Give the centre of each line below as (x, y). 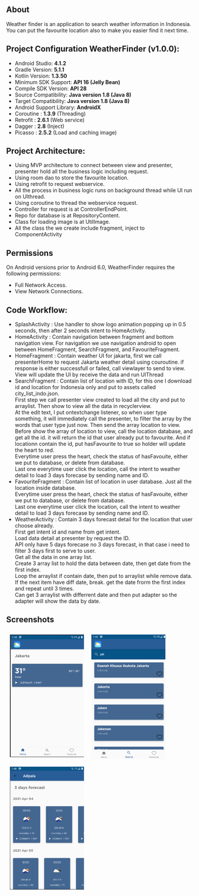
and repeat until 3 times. (44, 589)
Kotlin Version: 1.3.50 (41, 76)
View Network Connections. (49, 291)
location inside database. (45, 488)
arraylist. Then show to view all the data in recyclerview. (83, 406)
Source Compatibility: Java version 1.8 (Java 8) (73, 95)
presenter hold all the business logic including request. (82, 172)
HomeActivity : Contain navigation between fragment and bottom (94, 337)
